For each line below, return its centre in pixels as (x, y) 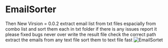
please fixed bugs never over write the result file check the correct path (81, 34)
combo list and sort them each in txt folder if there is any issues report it (81, 29)
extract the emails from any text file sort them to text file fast (69, 40)
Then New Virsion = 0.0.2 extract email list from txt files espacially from (81, 23)
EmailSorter (31, 9)
